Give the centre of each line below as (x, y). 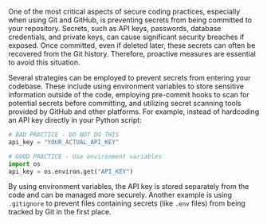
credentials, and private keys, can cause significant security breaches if (126, 37)
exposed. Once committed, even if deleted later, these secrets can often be (132, 45)
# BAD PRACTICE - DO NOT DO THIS (64, 135)
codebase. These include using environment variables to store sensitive (126, 86)
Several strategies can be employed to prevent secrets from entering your (130, 78)
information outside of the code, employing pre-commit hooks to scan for (129, 94)
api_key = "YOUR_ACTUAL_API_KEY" (64, 142)
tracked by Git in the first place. (60, 212)
